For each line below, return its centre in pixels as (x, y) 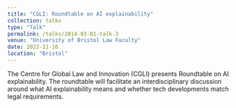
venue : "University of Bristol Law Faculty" (74, 40)
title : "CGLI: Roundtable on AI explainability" (80, 14)
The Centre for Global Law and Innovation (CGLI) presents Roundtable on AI (118, 74)
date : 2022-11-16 (33, 47)
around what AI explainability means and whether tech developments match (118, 89)
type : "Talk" (27, 27)
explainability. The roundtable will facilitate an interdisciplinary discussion (114, 81)
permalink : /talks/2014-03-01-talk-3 (63, 34)
